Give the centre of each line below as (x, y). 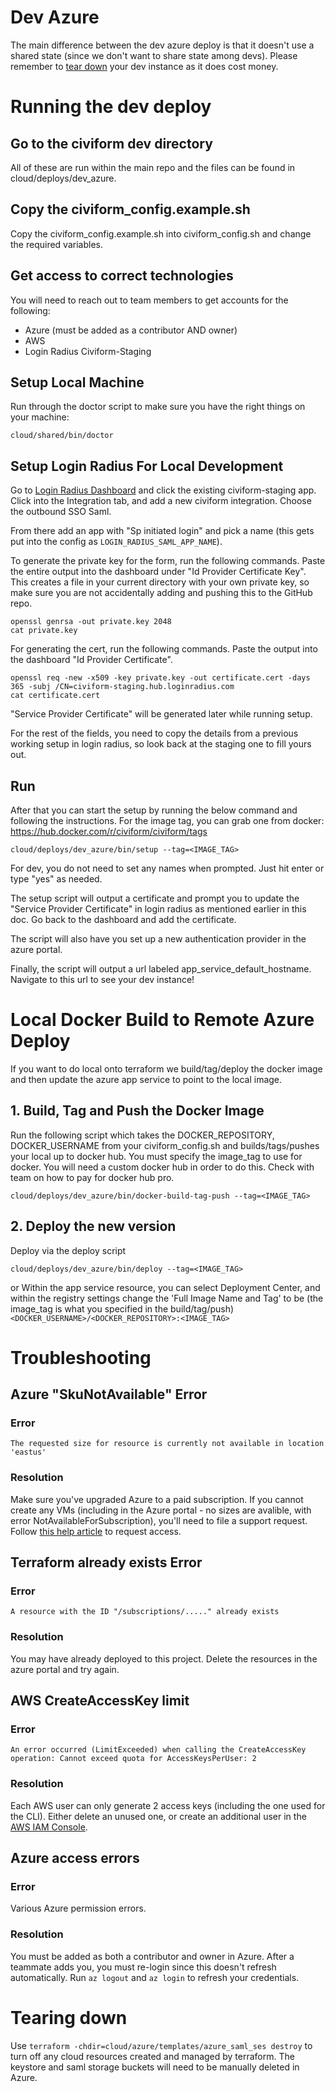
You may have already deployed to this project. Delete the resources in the (164, 1658)
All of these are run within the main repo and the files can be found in (153, 167)
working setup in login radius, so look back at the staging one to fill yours (161, 744)
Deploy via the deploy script (68, 1250)
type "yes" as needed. (56, 879)
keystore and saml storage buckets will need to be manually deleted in (155, 2067)
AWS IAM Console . (49, 1827)
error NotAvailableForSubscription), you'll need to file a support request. (159, 1520)
